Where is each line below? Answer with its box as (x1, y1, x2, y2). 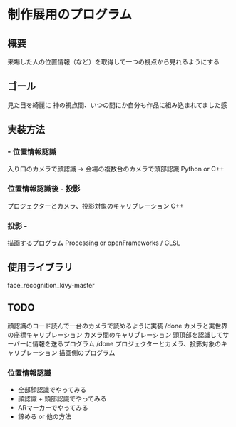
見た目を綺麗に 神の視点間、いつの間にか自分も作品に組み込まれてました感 (7, 101, 227, 109)
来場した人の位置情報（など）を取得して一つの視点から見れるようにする (7, 58, 220, 66)
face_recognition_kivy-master (7, 281, 95, 289)
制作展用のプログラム (7, 6, 133, 23)
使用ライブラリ (7, 261, 73, 273)
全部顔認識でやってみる (17, 386, 87, 394)
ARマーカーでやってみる (17, 403, 88, 412)
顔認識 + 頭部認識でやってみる (17, 394, 107, 403)
